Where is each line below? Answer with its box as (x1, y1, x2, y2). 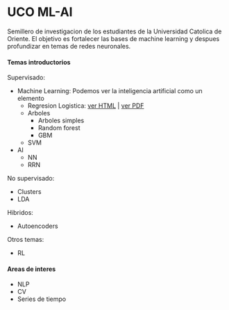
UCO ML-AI (7, 4, 73, 20)
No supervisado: (7, 174, 55, 183)
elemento (17, 95, 45, 103)
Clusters (17, 188, 42, 196)
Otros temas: (7, 236, 44, 244)
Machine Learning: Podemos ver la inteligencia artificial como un (17, 87, 203, 95)
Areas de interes (7, 265, 56, 273)
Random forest (37, 124, 80, 132)
